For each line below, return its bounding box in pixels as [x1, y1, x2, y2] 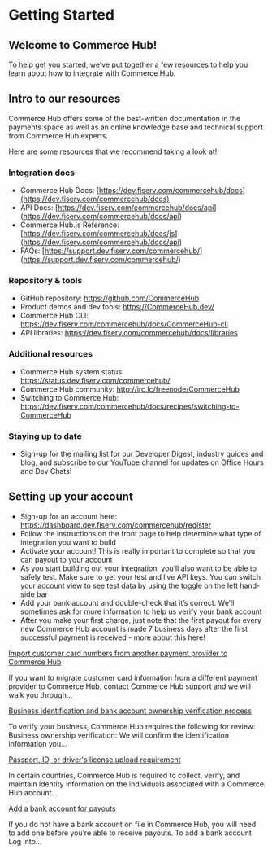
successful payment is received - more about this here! [19, 633, 205, 642]
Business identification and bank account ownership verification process [8, 706, 252, 716]
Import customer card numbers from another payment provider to [8, 648, 228, 658]
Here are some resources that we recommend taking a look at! [8, 147, 218, 156]
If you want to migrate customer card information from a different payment [8, 672, 258, 682]
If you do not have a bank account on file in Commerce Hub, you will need [8, 819, 257, 829]
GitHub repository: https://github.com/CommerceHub [19, 293, 200, 303]
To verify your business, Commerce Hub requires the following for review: [8, 721, 256, 731]
